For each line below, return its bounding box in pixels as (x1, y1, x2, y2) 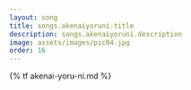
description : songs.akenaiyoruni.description (9, 29, 182, 38)
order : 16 (9, 46, 47, 55)
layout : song (9, 12, 58, 22)
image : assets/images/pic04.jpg (9, 37, 130, 47)
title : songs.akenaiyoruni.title (9, 21, 135, 30)
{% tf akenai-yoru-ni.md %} (9, 70, 112, 81)
